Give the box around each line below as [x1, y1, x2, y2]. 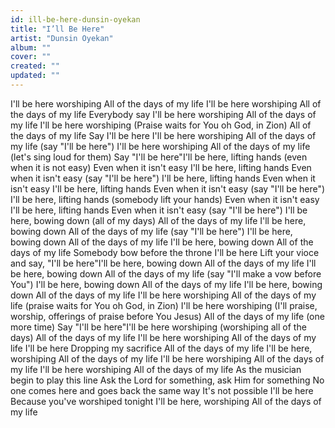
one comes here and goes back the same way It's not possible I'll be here [10, 384, 314, 396]
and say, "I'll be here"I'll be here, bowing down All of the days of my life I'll [10, 257, 317, 269]
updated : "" [10, 71, 60, 81]
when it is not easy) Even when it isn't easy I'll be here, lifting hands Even [10, 161, 312, 173]
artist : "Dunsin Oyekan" [10, 33, 114, 43]
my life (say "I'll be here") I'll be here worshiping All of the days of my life [10, 140, 311, 152]
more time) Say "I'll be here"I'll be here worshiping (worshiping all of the [10, 321, 307, 333]
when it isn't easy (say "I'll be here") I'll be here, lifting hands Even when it [10, 172, 316, 184]
